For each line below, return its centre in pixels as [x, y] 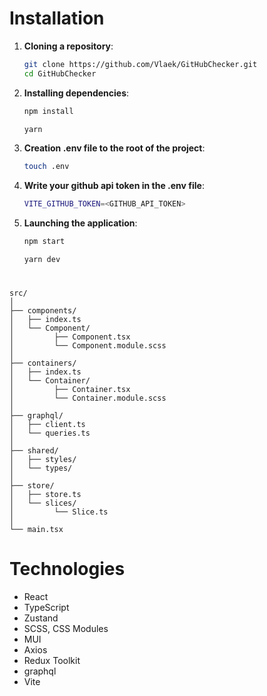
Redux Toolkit [52, 661]
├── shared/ [34, 451]
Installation [57, 18]
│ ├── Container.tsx [70, 390]
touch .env [46, 167]
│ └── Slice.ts [59, 512]
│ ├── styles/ [43, 460]
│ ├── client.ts [47, 425]
